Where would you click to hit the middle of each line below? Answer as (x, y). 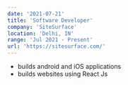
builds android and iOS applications (69, 66)
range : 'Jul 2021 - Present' (50, 40)
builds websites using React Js (63, 74)
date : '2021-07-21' (36, 14)
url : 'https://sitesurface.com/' (57, 46)
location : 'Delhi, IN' (41, 33)
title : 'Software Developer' (50, 20)
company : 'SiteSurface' (42, 27)
